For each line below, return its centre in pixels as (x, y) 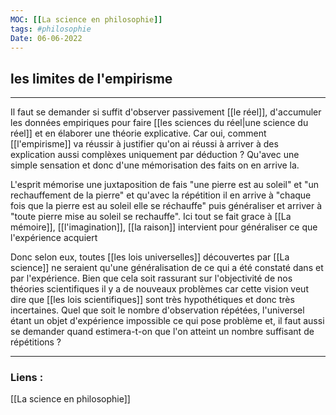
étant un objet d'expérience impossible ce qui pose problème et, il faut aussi (167, 321)
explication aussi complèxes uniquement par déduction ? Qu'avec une (155, 155)
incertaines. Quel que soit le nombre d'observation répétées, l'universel (157, 310)
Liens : (27, 378)
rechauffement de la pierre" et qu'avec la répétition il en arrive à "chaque (161, 195)
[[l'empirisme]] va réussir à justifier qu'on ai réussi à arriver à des (144, 144)
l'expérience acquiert (54, 238)
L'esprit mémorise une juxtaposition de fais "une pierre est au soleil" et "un (165, 185)
